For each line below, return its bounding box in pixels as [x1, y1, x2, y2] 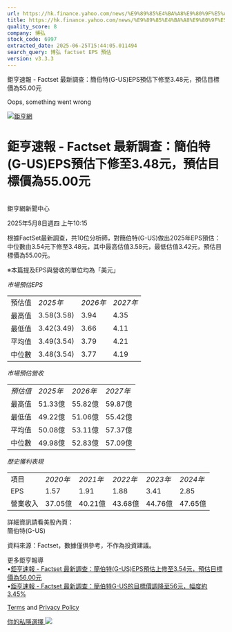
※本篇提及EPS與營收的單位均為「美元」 [7, 265, 119, 274]
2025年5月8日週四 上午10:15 [7, 219, 88, 227]
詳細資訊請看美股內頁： [7, 518, 74, 526]
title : [7, 17, 26, 24]
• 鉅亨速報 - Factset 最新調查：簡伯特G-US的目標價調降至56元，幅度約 [7, 581, 208, 590]
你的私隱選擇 [7, 617, 43, 626]
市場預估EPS [7, 280, 43, 288]
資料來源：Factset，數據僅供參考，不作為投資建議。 [7, 541, 155, 550]
